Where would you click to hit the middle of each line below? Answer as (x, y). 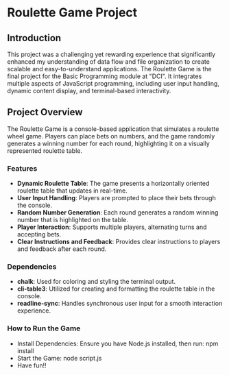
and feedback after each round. (62, 249)
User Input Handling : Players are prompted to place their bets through (116, 198)
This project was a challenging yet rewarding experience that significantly (111, 54)
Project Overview (45, 112)
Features (22, 168)
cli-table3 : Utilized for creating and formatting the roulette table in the (116, 289)
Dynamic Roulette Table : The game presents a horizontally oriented (113, 184)
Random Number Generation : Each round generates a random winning (118, 213)
